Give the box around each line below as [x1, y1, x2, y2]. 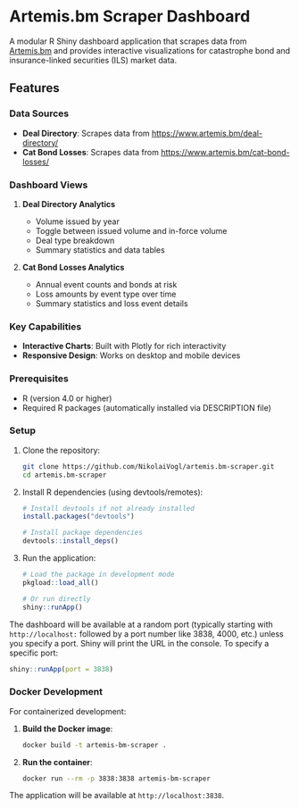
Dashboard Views [9, 179, 88, 191]
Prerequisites [9, 372, 69, 385]
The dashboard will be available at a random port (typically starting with [9, 619, 274, 630]
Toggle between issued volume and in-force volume [35, 225, 228, 236]
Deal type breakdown [35, 235, 115, 246]
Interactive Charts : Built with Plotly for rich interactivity [21, 341, 227, 352]
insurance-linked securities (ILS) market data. [9, 54, 177, 65]
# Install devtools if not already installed [21, 504, 195, 513]
